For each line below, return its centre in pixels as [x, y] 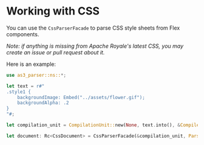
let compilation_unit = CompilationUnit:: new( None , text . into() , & [93, 125]
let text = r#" [25, 86]
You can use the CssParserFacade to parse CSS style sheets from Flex [93, 28]
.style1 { [19, 92]
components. [23, 34]
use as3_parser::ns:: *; [36, 75]
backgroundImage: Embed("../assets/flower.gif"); [81, 97]
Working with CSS [53, 11]
